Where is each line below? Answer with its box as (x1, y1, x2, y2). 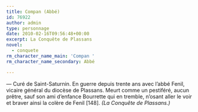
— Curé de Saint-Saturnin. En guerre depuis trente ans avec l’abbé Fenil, (6, 80, 185, 87)
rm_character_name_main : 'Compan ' (6, 53, 95, 59)
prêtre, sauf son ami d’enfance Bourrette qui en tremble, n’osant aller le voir (6, 93, 193, 100)
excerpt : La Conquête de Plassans (6, 36, 93, 42)
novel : (6, 42, 23, 48)
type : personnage (6, 25, 50, 32)
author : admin (6, 20, 42, 26)
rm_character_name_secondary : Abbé (6, 58, 95, 64)
